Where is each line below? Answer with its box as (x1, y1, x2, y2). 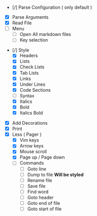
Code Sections (19, 87, 51, 93)
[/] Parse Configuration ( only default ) (12, 5, 92, 10)
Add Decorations (12, 120, 48, 126)
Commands (19, 160, 44, 166)
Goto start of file (27, 205, 62, 212)
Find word (27, 189, 49, 195)
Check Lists (19, 64, 45, 70)
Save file (27, 183, 46, 189)
